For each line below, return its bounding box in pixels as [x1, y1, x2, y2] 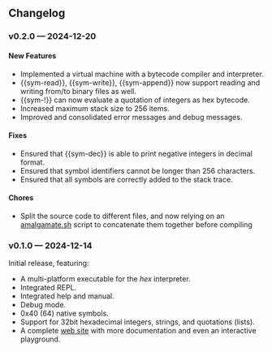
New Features [8, 50, 57, 60]
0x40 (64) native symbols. [19, 308, 110, 319]
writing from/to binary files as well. [19, 86, 136, 96]
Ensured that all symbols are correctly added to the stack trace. [19, 174, 233, 184]
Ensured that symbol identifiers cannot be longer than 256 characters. [19, 165, 256, 175]
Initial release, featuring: [8, 259, 89, 268]
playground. [19, 334, 61, 344]
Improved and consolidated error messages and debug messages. [19, 112, 243, 122]
